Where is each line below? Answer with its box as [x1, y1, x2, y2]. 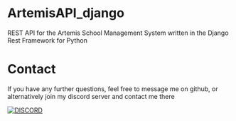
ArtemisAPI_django [7, 5, 124, 21]
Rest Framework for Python [7, 36, 87, 44]
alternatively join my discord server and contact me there [7, 92, 176, 100]
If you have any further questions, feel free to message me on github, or [7, 84, 218, 93]
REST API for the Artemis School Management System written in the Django [7, 28, 229, 37]
